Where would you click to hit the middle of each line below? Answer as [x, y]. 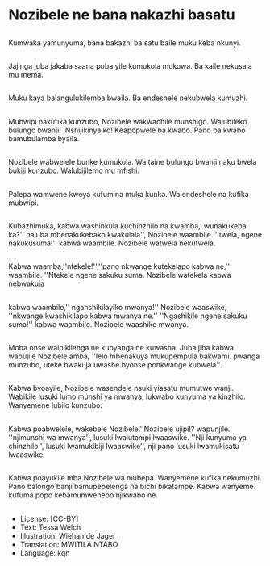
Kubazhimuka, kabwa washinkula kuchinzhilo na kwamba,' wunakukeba [128, 226]
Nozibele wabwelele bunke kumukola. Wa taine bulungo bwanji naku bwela [133, 162]
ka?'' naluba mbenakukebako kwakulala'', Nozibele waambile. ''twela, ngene [135, 234]
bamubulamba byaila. [44, 138]
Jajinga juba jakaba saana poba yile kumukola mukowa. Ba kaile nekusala [130, 65]
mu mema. [26, 74]
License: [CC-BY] [49, 518]
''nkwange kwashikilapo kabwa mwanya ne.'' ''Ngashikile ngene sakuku [128, 316]
